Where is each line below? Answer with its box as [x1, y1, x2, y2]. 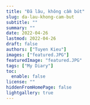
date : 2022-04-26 [6, 30, 49, 36]
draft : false [6, 41, 38, 47]
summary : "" [6, 24, 35, 31]
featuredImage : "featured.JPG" [6, 57, 82, 63]
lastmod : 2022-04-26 [6, 36, 57, 41]
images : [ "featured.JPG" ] [6, 52, 69, 58]
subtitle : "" [6, 19, 38, 25]
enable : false [11, 73, 46, 79]
